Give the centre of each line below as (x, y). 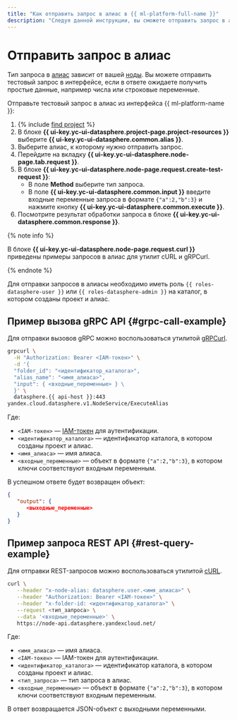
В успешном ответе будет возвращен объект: (76, 482)
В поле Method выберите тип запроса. (86, 185)
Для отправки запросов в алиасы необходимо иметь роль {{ (100, 284)
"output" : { (34, 501)
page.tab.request (44, 162)
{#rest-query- (163, 543)
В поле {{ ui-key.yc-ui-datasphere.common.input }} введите (120, 192)
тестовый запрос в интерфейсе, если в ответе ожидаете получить (107, 83)
